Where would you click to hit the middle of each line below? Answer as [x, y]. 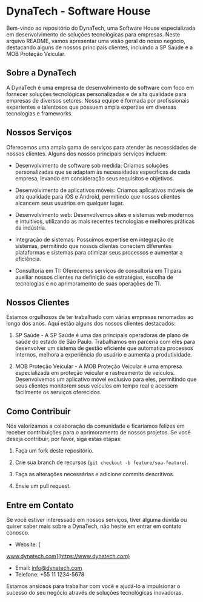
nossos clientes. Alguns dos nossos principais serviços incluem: [87, 154]
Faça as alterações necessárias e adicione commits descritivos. [95, 474]
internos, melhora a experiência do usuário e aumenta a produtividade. [103, 355]
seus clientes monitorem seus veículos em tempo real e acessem [96, 386]
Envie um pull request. [43, 486]
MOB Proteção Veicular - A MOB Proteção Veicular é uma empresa [98, 366]
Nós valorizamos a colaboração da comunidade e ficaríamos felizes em [95, 426]
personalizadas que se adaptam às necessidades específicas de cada [102, 172]
